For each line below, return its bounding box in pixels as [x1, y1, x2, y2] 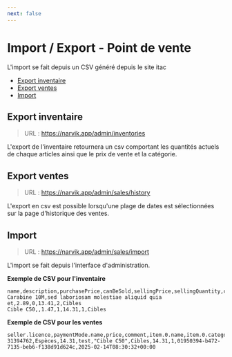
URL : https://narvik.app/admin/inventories [23, 129, 146, 138]
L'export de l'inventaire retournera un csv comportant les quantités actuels [7, 143, 220, 151]
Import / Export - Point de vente [7, 39, 192, 55]
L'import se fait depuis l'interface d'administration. [7, 261, 151, 269]
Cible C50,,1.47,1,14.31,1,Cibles [7, 306, 107, 313]
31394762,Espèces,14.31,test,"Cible [7, 338, 113, 345]
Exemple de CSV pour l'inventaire [7, 275, 106, 282]
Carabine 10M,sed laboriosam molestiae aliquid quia [7, 294, 162, 301]
